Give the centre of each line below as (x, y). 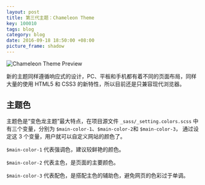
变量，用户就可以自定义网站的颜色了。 (77, 136)
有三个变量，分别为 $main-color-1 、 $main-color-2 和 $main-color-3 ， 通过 (100, 129)
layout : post (23, 12)
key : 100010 (21, 23)
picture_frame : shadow (35, 47)
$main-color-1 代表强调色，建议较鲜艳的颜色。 (65, 149)
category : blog (26, 35)
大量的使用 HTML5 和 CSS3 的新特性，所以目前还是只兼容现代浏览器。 (96, 84)
